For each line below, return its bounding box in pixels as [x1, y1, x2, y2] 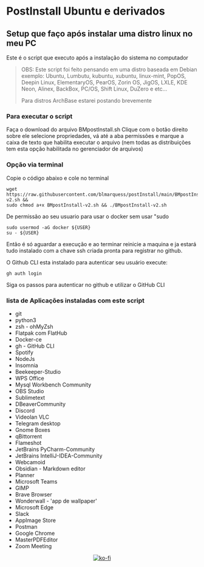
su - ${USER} [6, 230, 39, 236]
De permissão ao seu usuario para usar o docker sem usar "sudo [6, 213, 169, 220]
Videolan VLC [15, 413, 50, 421]
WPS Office [15, 374, 44, 382]
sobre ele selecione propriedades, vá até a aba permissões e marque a [6, 132, 184, 140]
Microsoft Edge [15, 503, 54, 511]
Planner [15, 471, 35, 478]
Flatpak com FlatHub [15, 329, 68, 337]
